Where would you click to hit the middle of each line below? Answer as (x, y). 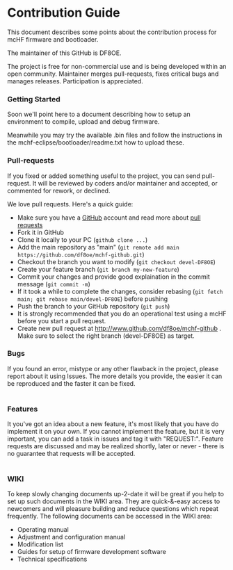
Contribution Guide (64, 13)
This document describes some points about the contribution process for (112, 32)
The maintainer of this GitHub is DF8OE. (64, 53)
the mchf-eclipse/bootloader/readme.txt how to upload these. (96, 142)
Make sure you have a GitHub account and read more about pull (109, 218)
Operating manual (43, 530)
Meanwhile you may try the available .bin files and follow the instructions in (115, 135)
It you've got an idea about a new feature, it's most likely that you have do (113, 424)
